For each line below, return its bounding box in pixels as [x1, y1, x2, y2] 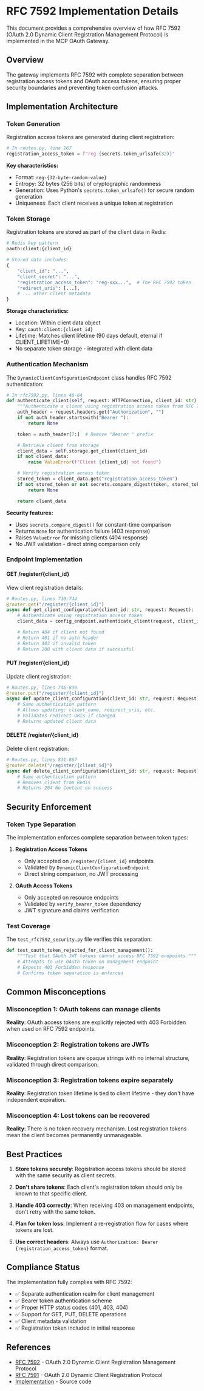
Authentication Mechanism [6, 360, 89, 369]
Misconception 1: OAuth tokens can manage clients [6, 1005, 161, 1013]
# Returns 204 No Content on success [17, 785, 113, 791]
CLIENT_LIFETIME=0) [15, 338, 70, 346]
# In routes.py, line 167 [6, 145, 72, 151]
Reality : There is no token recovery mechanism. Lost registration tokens [6, 1125, 187, 1132]
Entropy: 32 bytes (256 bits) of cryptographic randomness [15, 180, 161, 188]
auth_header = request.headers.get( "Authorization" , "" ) [17, 409, 165, 415]
